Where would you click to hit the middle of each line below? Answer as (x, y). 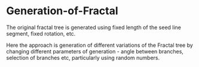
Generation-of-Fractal (62, 11)
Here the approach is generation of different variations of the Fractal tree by (99, 45)
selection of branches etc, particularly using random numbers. (83, 58)
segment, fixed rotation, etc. (41, 33)
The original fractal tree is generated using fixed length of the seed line (94, 27)
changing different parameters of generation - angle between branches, (95, 51)
